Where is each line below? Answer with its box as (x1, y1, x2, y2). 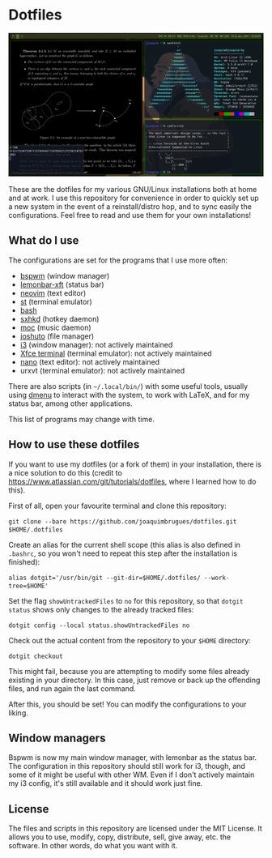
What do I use (8, 233, 79, 248)
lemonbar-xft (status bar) (19, 280, 104, 289)
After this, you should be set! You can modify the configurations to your (8, 699, 247, 709)
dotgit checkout (8, 652, 63, 660)
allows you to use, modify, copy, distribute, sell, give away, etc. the (8, 832, 232, 842)
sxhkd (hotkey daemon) (19, 314, 100, 323)
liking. (8, 707, 28, 718)
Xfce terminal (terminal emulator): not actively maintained (19, 348, 212, 358)
